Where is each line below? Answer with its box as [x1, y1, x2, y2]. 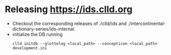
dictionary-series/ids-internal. [12, 25, 75, 32]
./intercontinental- [127, 20, 166, 26]
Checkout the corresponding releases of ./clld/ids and [12, 20, 127, 26]
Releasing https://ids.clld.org [5, 4, 133, 15]
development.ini [12, 45, 47, 50]
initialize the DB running [12, 31, 63, 37]
